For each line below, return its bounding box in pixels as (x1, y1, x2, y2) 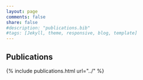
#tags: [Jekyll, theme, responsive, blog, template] (6, 30, 138, 36)
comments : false (6, 14, 46, 20)
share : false (6, 19, 38, 25)
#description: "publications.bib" (6, 25, 91, 31)
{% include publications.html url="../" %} (6, 67, 104, 74)
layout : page (6, 8, 38, 15)
